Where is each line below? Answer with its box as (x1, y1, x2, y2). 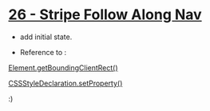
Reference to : (19, 47, 67, 57)
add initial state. (19, 32, 73, 42)
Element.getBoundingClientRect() (8, 62, 118, 73)
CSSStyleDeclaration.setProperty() (8, 78, 123, 88)
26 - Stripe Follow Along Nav (8, 6, 202, 24)
